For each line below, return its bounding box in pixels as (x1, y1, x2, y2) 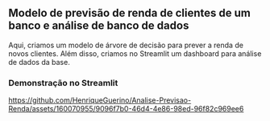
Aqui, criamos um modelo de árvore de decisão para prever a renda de (8, 40, 244, 50)
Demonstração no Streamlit (8, 77, 118, 88)
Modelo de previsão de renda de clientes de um (8, 6, 251, 20)
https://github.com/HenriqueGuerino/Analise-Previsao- (8, 95, 192, 105)
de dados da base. (8, 57, 70, 67)
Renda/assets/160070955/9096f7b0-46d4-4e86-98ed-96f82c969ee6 (8, 104, 244, 114)
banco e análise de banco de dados (8, 19, 189, 33)
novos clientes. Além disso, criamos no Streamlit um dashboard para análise (8, 48, 262, 58)
